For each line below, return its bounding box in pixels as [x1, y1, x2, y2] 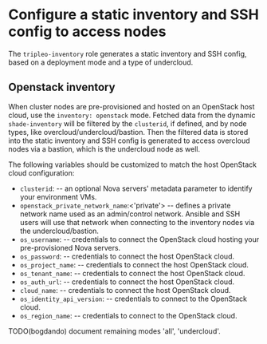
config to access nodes [8, 22, 167, 41]
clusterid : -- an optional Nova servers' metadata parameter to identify [19, 184, 253, 193]
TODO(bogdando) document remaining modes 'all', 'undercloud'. [8, 326, 221, 336]
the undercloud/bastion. [19, 226, 100, 235]
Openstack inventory [8, 81, 116, 94]
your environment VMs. [19, 192, 97, 201]
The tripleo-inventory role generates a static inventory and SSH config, [8, 49, 247, 58]
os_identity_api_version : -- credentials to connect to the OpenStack [19, 294, 248, 303]
